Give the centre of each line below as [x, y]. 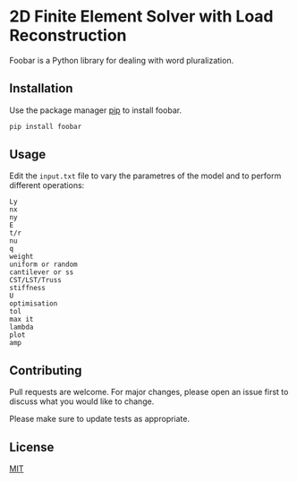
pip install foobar [46, 126]
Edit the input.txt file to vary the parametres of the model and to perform [145, 176]
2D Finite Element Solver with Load [141, 17]
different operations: [47, 185]
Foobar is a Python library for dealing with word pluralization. [122, 60]
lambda [21, 327]
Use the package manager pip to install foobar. [95, 110]
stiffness [28, 288]
